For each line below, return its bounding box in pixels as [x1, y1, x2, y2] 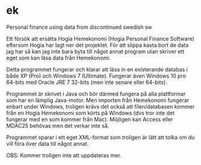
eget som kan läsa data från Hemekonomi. [6, 54, 111, 61]
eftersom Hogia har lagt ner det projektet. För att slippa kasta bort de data [6, 41, 189, 49]
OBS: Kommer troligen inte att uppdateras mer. [6, 151, 122, 159]
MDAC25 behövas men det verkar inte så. [6, 122, 109, 129]
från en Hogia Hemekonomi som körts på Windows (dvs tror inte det [6, 109, 175, 116]
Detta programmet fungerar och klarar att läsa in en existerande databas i [6, 65, 188, 73]
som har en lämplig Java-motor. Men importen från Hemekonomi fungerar [6, 97, 190, 104]
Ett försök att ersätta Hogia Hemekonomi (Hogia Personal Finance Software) [6, 35, 195, 42]
